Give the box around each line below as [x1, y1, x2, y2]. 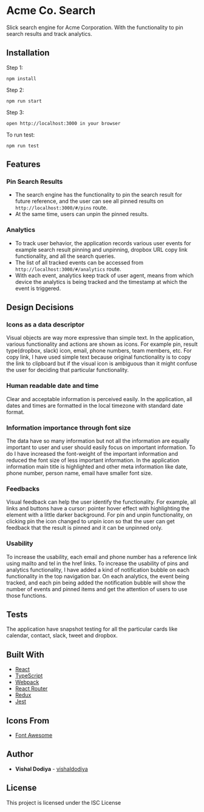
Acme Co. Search [6, 4, 96, 18]
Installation [6, 48, 50, 58]
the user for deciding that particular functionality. [6, 367, 129, 374]
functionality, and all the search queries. [15, 252, 116, 260]
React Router [15, 685, 48, 692]
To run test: [6, 131, 35, 138]
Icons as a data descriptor [6, 320, 85, 329]
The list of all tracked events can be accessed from [15, 259, 144, 266]
